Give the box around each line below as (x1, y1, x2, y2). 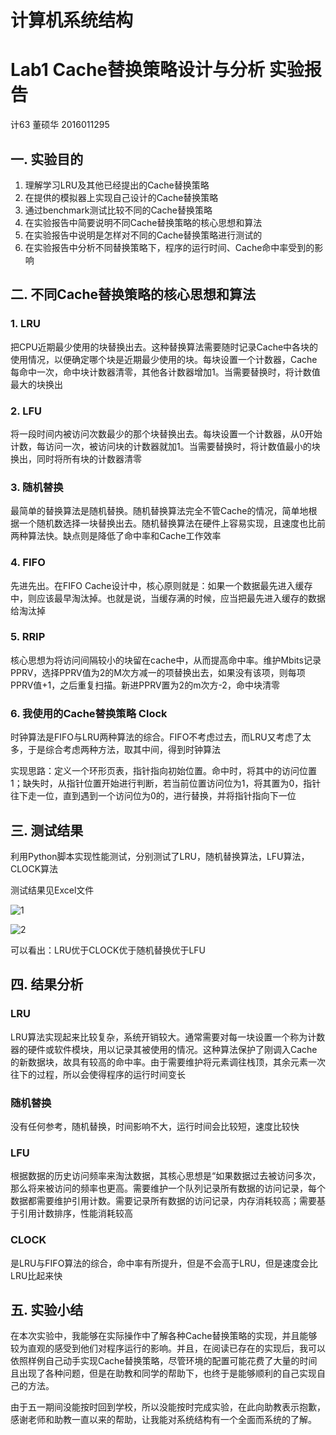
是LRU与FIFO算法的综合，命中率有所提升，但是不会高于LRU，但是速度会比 (10, 1257, 318, 1269)
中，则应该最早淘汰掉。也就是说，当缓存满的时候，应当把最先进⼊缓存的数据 (10, 592, 326, 604)
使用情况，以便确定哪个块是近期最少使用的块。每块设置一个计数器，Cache (10, 353, 318, 365)
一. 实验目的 (10, 151, 84, 168)
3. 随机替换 (10, 480, 64, 494)
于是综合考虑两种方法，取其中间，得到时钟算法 (27, 744, 221, 756)
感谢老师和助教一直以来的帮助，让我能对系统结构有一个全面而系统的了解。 (10, 1414, 317, 1426)
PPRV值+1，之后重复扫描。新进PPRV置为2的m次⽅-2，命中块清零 (10, 679, 280, 691)
